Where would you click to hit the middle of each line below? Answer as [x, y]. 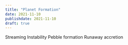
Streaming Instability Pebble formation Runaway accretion [64, 37]
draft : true [17, 23]
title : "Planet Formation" [33, 10]
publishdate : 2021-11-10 [31, 19]
